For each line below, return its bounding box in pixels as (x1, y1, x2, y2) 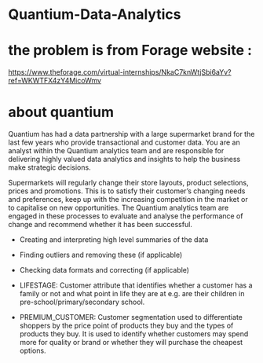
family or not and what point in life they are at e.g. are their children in (19, 289, 245, 299)
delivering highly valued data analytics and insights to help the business (8, 155, 241, 164)
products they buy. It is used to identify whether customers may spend (19, 329, 249, 339)
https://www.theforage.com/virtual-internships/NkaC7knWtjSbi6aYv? (8, 68, 232, 77)
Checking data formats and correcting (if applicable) (19, 266, 190, 275)
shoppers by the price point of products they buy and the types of (19, 321, 234, 331)
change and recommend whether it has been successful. (8, 220, 192, 229)
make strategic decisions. (8, 163, 92, 172)
